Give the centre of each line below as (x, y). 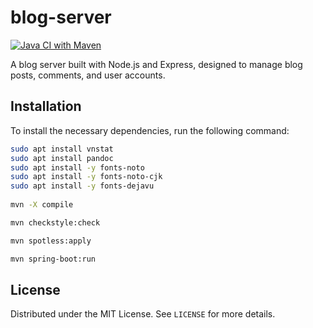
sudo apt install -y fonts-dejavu (82, 186)
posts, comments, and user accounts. (88, 75)
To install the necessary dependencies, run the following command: (150, 130)
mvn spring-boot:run (53, 259)
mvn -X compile (42, 205)
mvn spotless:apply (51, 241)
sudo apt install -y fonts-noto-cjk (86, 177)
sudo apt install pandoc (62, 158)
